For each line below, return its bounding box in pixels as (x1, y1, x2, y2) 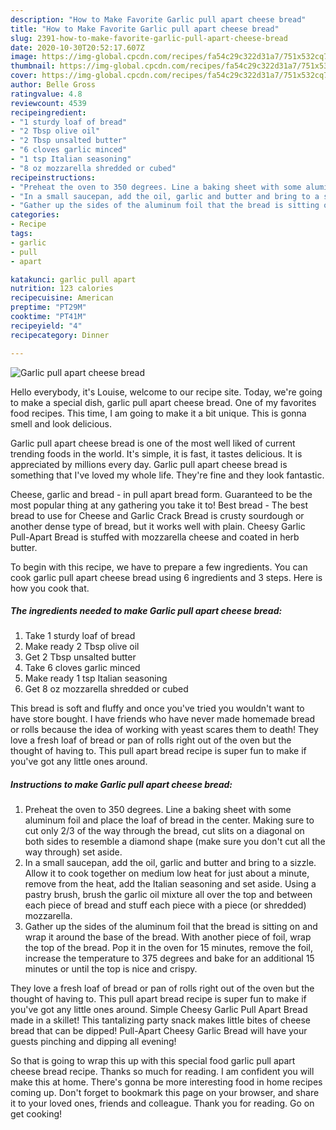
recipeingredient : (10, 107, 87, 118)
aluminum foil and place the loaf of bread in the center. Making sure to (24, 814, 315, 826)
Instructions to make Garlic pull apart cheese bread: (10, 779, 233, 791)
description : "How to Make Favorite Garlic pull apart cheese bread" (10, 14, 307, 25)
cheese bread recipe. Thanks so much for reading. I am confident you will (10, 1066, 315, 1078)
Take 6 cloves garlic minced (24, 662, 141, 674)
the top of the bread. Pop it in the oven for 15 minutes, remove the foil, (24, 942, 313, 954)
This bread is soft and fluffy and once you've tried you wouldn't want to (10, 702, 305, 715)
